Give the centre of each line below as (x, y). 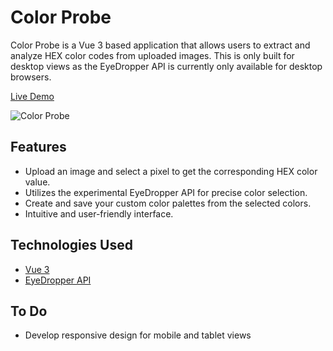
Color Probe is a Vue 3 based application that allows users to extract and (160, 45)
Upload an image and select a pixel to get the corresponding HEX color (171, 171)
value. (37, 182)
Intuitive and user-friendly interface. (99, 213)
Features (38, 147)
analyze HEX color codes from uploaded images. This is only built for (152, 55)
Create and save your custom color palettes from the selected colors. (168, 203)
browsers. (31, 77)
